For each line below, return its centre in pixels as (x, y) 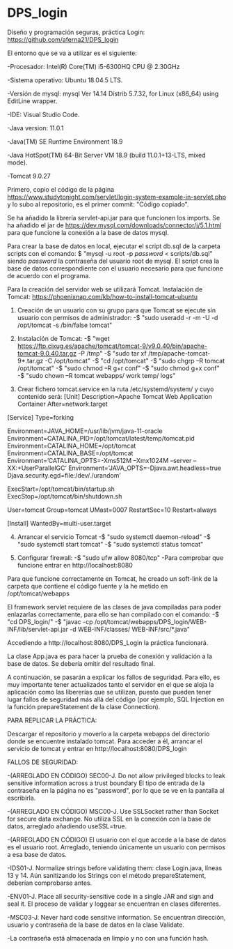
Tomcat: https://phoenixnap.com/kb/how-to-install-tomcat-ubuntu (103, 296)
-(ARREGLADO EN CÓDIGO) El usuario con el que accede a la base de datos (117, 840)
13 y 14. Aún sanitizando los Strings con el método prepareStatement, (107, 875)
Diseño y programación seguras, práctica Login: (76, 32)
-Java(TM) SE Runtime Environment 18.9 (65, 142)
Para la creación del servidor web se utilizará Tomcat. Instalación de (105, 289)
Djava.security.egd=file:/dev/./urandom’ (64, 475)
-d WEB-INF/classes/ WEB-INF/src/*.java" (129, 629)
